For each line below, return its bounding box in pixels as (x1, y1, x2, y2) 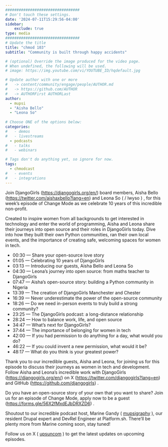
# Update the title (5, 40, 46, 45)
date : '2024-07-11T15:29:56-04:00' (5, 17, 80, 22)
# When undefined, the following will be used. (5, 64, 107, 69)
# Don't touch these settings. (5, 12, 71, 17)
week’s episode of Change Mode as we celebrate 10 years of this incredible (5, 200, 162, 206)
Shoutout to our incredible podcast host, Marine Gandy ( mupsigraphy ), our (5, 410, 163, 416)
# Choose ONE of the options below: (5, 120, 82, 125)
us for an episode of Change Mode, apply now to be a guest (5, 395, 130, 401)
